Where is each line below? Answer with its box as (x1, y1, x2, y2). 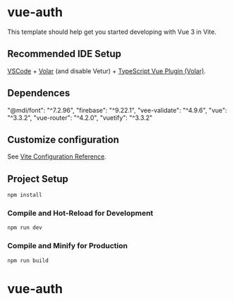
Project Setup (7, 173, 69, 185)
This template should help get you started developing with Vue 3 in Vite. (7, 27, 217, 36)
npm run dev (7, 224, 42, 231)
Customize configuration (7, 133, 120, 145)
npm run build (7, 257, 49, 264)
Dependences (7, 87, 70, 99)
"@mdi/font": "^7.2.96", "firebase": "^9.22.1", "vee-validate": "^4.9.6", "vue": (7, 106, 228, 114)
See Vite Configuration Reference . (7, 152, 107, 161)
